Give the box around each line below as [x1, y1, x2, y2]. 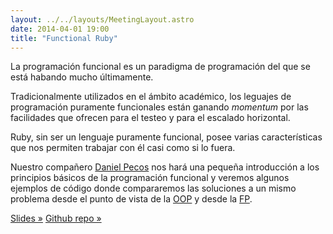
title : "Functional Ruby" [10, 33, 118, 43]
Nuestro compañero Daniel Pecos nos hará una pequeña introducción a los [10, 161, 320, 173]
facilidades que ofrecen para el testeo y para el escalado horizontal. [10, 112, 291, 124]
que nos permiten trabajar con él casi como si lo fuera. [10, 142, 236, 154]
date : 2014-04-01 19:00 [10, 24, 110, 34]
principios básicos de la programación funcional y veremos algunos [10, 172, 290, 184]
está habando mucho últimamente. [10, 71, 154, 83]
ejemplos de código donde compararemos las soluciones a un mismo [10, 182, 297, 195]
